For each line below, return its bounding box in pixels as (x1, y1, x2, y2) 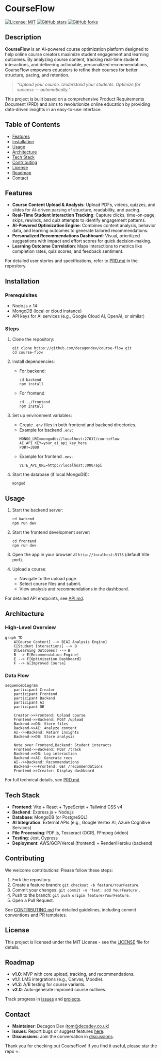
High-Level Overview (5, 624, 56, 631)
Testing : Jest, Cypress (12, 835, 58, 841)
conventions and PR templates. (5, 912, 67, 918)
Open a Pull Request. (12, 897, 54, 903)
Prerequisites (5, 292, 37, 299)
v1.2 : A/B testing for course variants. (12, 982, 86, 987)
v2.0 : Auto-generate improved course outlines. (12, 987, 107, 993)
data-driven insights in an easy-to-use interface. (5, 106, 102, 112)
